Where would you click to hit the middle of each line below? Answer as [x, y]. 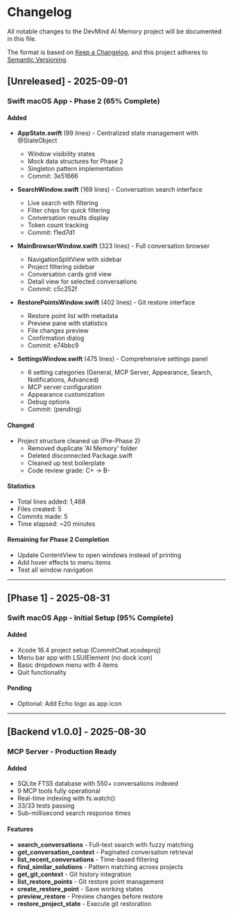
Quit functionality [42, 672]
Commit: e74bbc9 [53, 345]
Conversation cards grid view [70, 274]
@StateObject [37, 140]
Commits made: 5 [42, 516]
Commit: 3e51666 [53, 176]
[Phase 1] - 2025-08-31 [59, 598]
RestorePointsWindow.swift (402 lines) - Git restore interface [106, 302]
